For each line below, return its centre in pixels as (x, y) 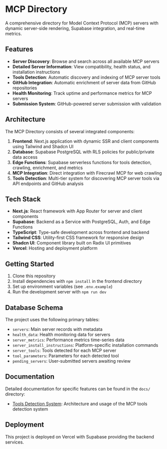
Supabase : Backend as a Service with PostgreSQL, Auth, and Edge (81, 222)
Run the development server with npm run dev (59, 292)
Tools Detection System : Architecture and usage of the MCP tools (80, 404)
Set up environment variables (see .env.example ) (63, 287)
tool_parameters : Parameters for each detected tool (66, 356)
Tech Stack (23, 199)
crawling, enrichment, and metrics (48, 168)
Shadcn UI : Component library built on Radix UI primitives (72, 243)
